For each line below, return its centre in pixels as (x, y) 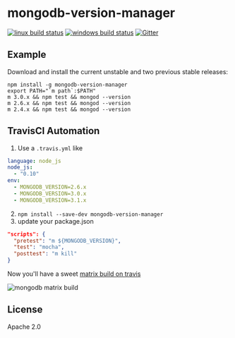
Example (27, 55)
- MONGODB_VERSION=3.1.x (50, 200)
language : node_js (34, 161)
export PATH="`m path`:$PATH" (52, 91)
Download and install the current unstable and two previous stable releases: (117, 71)
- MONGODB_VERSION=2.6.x (50, 187)
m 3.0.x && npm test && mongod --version (69, 97)
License (25, 309)
